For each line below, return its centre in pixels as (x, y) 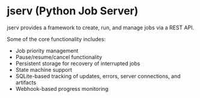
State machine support (44, 69)
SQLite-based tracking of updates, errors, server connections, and (98, 76)
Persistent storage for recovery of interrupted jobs (78, 63)
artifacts (26, 82)
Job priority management (47, 50)
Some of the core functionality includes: (56, 39)
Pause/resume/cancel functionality (59, 57)
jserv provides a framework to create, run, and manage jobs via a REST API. (101, 27)
